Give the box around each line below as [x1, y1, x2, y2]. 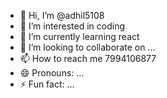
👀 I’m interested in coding [19, 20, 126, 32]
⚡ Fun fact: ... [19, 78, 75, 90]
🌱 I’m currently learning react [19, 31, 140, 42]
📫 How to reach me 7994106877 [19, 53, 157, 64]
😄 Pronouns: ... [19, 67, 85, 79]
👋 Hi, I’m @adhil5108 [19, 10, 105, 21]
